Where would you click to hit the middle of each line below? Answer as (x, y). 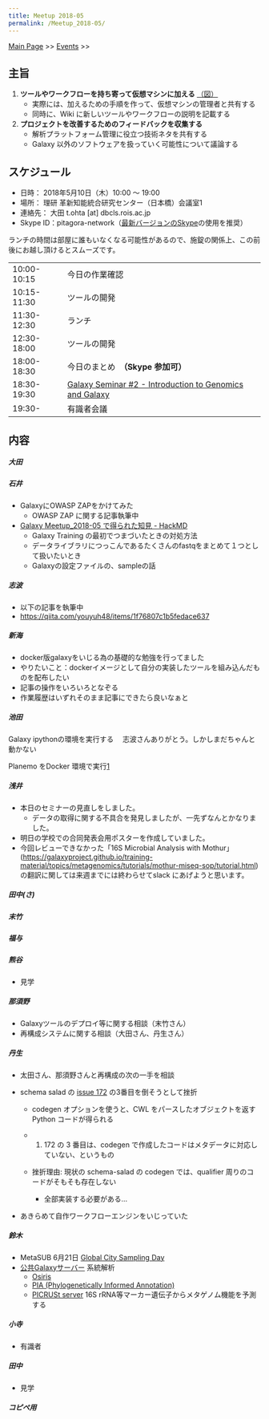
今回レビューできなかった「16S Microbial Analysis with (110, 848)
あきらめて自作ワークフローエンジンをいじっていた (104, 1215)
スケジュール (40, 172)
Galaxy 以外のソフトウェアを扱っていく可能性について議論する (135, 144)
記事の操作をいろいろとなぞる (69, 687)
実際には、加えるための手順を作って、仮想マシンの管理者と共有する (144, 104)
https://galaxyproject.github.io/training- (88, 857)
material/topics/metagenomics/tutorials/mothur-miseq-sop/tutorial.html (138, 865)
